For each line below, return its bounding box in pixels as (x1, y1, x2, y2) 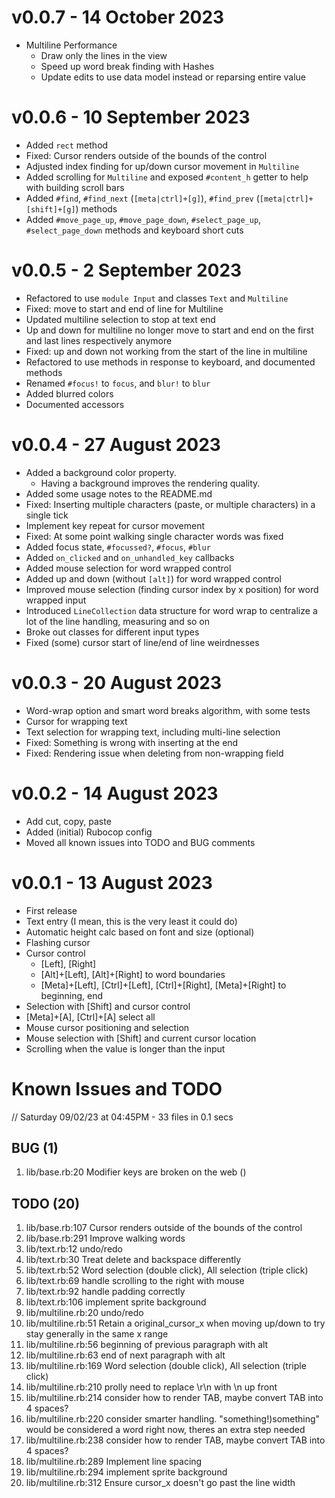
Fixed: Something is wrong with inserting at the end (25, 736, 239, 748)
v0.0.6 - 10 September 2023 (11, 106, 251, 129)
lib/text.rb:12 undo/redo (25, 1243, 124, 1255)
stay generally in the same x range (25, 1328, 169, 1340)
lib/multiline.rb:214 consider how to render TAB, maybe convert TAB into (25, 1392, 324, 1404)
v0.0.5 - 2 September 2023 (11, 259, 243, 282)
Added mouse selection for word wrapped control (25, 562, 232, 574)
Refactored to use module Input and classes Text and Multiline (25, 292, 289, 304)
